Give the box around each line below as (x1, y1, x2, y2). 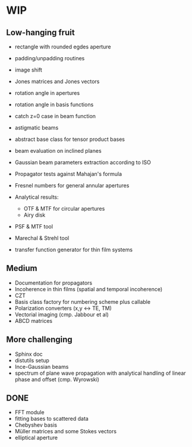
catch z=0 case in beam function (14, 113, 96, 119)
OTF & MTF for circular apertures (23, 205, 105, 212)
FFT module (14, 409, 45, 416)
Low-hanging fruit (6, 27, 75, 38)
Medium (6, 263, 37, 273)
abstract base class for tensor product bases (14, 135, 125, 143)
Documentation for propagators (14, 279, 93, 286)
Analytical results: (14, 193, 59, 201)
